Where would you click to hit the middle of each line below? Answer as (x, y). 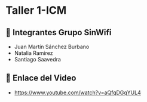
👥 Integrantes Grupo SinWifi (59, 33)
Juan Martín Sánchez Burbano (52, 47)
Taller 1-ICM (36, 10)
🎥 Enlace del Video (41, 78)
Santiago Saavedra (37, 59)
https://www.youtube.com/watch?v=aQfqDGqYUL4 (77, 92)
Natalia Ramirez (33, 53)
